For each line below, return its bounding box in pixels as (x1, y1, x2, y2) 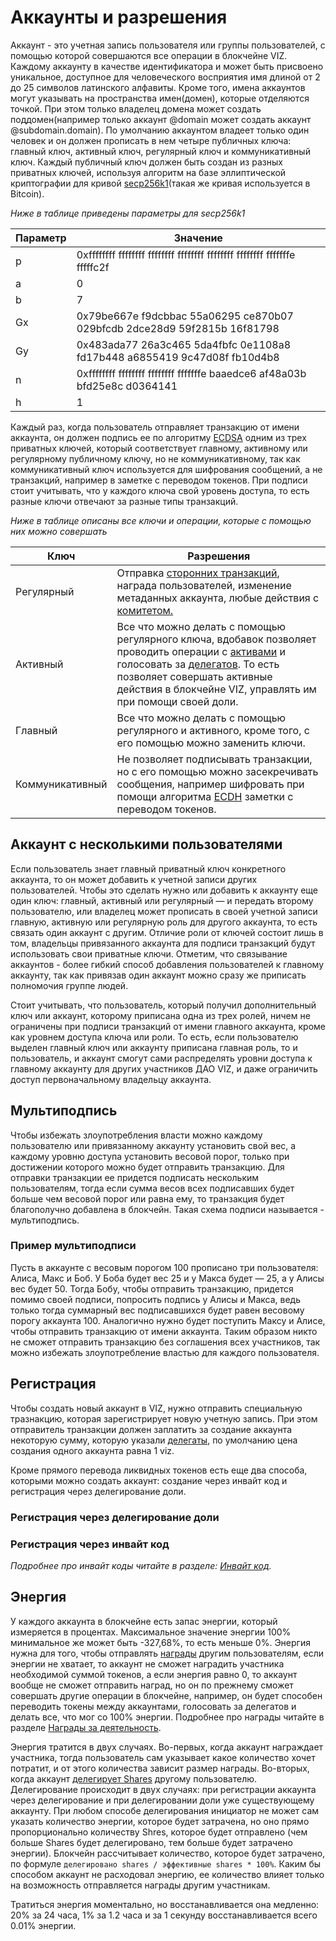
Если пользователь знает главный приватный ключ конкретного (10, 862, 287, 875)
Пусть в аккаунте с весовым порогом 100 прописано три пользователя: (10, 1261, 319, 1273)
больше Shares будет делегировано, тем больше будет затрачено (10, 1836, 293, 1848)
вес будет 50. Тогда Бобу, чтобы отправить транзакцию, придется (10, 1282, 294, 1295)
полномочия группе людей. (10, 979, 129, 991)
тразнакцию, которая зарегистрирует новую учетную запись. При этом (10, 1412, 318, 1425)
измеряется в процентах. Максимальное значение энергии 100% (10, 1626, 292, 1638)
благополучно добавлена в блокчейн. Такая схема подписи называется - (10, 1203, 325, 1215)
